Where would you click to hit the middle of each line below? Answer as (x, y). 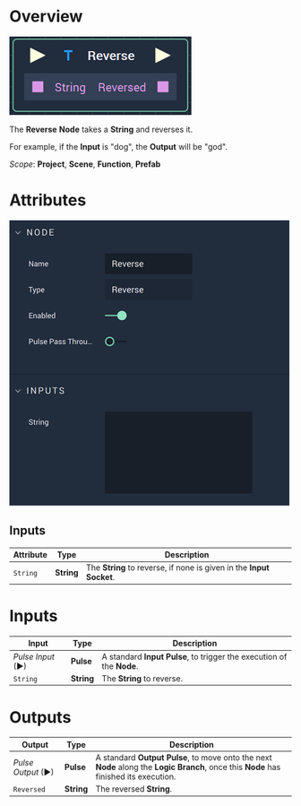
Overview (46, 17)
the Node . (120, 666)
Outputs (40, 717)
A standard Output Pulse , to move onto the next (184, 758)
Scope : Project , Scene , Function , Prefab (85, 164)
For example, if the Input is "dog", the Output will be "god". (119, 146)
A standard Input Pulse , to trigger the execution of (194, 656)
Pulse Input (34, 656)
